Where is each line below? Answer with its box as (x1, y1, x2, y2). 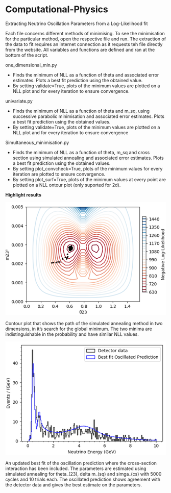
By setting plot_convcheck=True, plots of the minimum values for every (12, 165, 163, 171)
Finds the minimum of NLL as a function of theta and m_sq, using (12, 108, 150, 114)
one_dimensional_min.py (5, 62, 57, 68)
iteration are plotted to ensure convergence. (12, 171, 106, 177)
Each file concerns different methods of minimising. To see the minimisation (5, 30, 165, 36)
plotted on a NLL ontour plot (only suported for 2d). (12, 182, 121, 188)
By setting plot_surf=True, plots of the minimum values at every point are (12, 176, 166, 182)
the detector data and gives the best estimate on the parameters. (5, 481, 142, 488)
